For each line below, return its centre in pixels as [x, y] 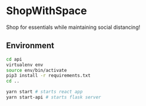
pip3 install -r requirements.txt [49, 76]
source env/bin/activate [36, 70]
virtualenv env [25, 65]
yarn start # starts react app [44, 92]
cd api [14, 59]
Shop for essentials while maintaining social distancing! [73, 27]
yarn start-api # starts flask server [54, 97]
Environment [30, 46]
